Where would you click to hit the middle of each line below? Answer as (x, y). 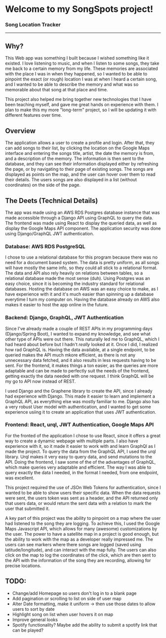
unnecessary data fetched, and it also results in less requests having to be (81, 360)
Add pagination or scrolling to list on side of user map (67, 598)
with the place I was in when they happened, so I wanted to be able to (76, 74)
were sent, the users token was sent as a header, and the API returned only (82, 498)
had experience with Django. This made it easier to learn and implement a (80, 396)
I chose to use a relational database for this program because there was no (82, 257)
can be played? (28, 630)
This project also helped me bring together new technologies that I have (78, 99)
